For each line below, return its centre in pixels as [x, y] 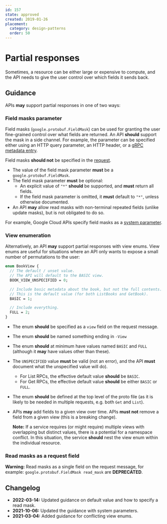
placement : [16, 24]
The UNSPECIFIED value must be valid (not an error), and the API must [84, 361]
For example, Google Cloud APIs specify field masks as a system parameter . [84, 223]
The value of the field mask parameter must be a [63, 170]
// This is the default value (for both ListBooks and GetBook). [79, 294]
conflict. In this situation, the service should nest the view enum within [85, 438]
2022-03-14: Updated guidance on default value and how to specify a [85, 500]
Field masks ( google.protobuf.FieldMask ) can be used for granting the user [83, 129]
